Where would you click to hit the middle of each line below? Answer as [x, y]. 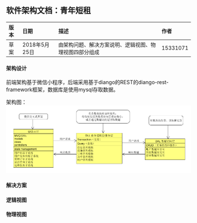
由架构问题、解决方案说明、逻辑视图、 [105, 44]
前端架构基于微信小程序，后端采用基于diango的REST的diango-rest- [87, 82]
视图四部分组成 [81, 52]
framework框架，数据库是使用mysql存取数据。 [62, 89]
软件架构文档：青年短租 [48, 11]
